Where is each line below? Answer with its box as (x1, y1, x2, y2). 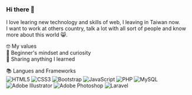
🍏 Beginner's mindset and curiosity (6, 50, 91, 57)
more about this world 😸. (6, 31, 68, 38)
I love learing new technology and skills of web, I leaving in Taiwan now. (6, 19, 181, 26)
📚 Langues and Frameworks (6, 67, 77, 74)
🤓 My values (6, 42, 37, 50)
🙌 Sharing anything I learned (6, 55, 75, 63)
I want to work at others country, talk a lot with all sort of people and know (6, 25, 187, 32)
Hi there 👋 (6, 5, 35, 14)
